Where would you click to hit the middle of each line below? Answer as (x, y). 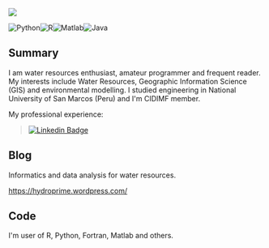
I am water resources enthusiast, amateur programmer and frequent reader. (134, 72)
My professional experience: (56, 114)
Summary (34, 53)
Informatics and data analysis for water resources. (92, 175)
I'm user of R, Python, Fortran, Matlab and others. (91, 236)
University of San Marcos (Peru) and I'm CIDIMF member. (105, 98)
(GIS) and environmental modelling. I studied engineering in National (122, 90)
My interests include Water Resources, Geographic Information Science (128, 81)
